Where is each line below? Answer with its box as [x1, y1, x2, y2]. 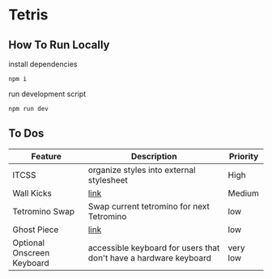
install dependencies [8, 59, 78, 69]
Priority [228, 150, 259, 162]
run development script [8, 89, 87, 99]
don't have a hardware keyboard [87, 252, 212, 264]
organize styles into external [87, 164, 196, 175]
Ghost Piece [12, 224, 59, 235]
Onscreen [12, 247, 50, 258]
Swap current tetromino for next [87, 201, 210, 212]
